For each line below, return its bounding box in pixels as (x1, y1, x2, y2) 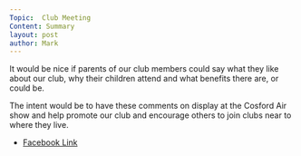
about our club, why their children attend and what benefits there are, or (9, 73, 279, 84)
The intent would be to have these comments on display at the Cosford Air (9, 101, 287, 112)
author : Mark (9, 38, 59, 48)
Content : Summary (9, 22, 75, 31)
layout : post (9, 30, 59, 39)
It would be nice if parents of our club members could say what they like (9, 63, 279, 74)
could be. (9, 83, 45, 93)
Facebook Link (22, 137, 78, 148)
